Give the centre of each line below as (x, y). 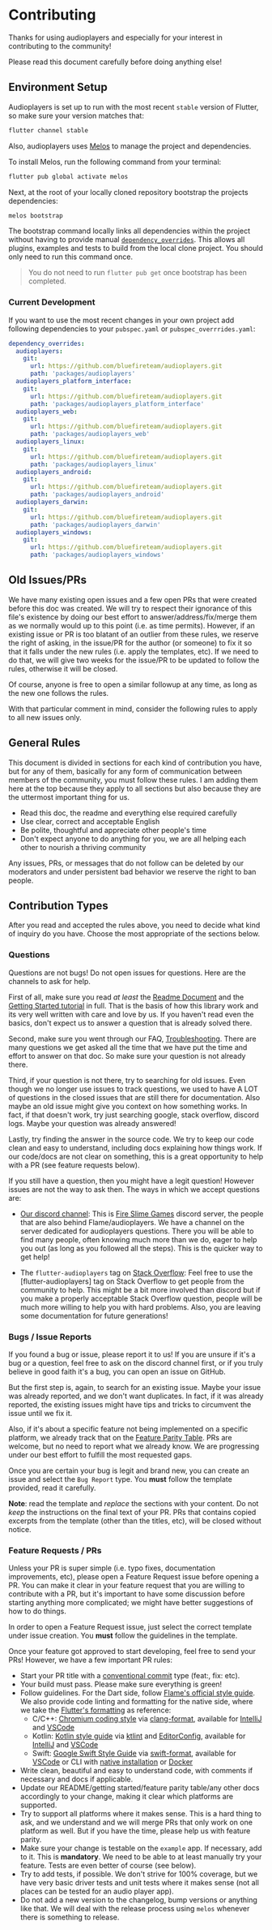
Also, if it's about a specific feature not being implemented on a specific (128, 1429)
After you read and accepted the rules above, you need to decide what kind (134, 925)
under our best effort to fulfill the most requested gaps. (100, 1455)
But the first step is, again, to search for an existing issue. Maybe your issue (135, 1388)
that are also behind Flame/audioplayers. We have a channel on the (132, 1222)
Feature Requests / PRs (55, 1550)
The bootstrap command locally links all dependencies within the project (130, 231)
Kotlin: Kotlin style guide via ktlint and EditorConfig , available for (139, 1736)
